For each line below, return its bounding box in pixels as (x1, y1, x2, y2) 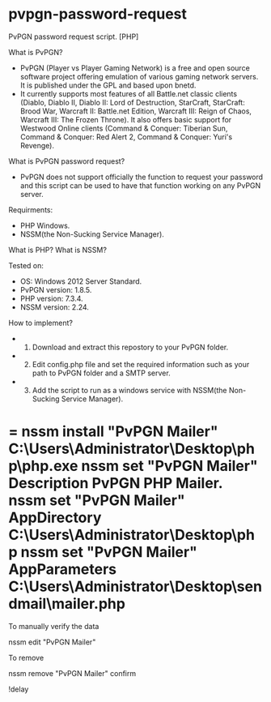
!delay (8, 684, 29, 694)
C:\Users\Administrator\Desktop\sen (8, 577, 263, 596)
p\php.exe (8, 457, 78, 475)
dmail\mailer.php (8, 595, 125, 613)
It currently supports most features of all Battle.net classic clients (19, 88, 237, 98)
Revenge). (19, 140, 55, 150)
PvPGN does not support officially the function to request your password (19, 172, 264, 182)
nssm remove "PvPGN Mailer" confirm (8, 668, 136, 678)
